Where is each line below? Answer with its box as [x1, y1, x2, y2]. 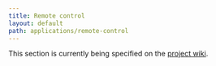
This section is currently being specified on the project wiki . [8, 49, 209, 59]
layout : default [8, 19, 63, 27]
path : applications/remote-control [8, 27, 129, 35]
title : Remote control [8, 11, 85, 20]
